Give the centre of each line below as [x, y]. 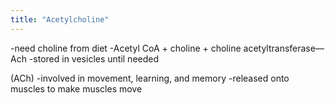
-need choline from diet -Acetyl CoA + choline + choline [126, 48]
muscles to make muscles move [76, 88]
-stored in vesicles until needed [94, 58]
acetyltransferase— [284, 48]
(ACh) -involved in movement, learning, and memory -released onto [150, 78]
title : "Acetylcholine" [60, 19]
